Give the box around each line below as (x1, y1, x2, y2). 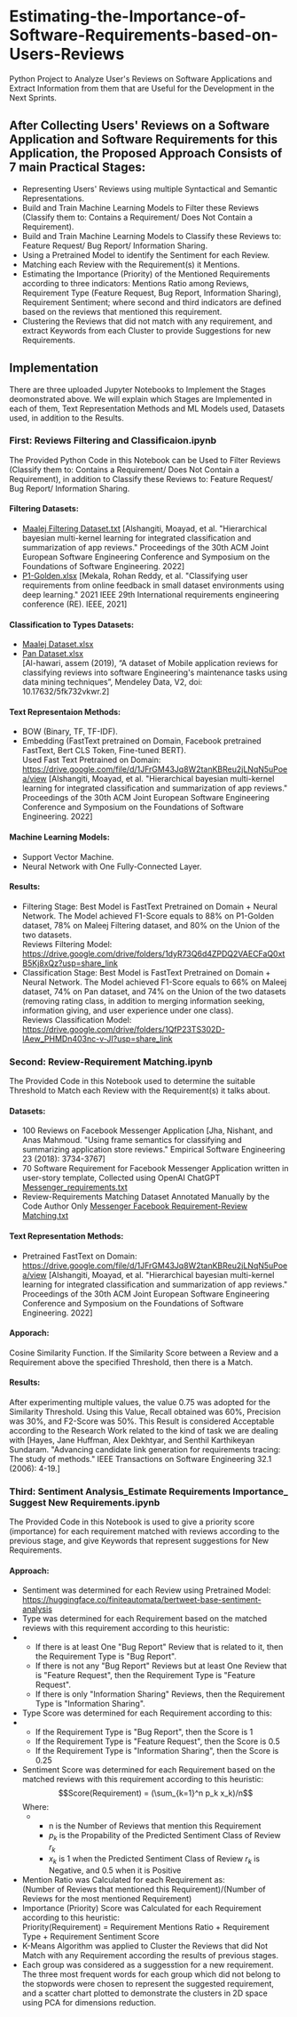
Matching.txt (21, 1210, 69, 1221)
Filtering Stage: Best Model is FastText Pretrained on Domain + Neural (21, 901, 277, 912)
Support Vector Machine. (21, 851, 114, 862)
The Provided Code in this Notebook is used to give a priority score (9, 1516, 255, 1527)
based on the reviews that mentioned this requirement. (21, 306, 223, 317)
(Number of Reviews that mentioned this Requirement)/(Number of (21, 1884, 266, 1894)
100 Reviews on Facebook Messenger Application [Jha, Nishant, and (21, 1125, 273, 1136)
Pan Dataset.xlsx (21, 648, 84, 659)
